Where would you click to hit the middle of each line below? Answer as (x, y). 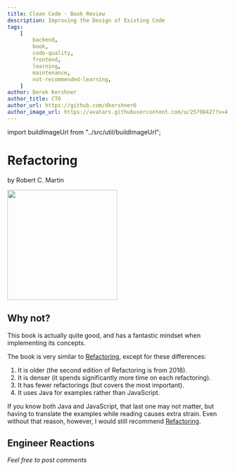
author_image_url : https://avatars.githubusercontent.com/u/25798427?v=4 (118, 112)
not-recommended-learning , (72, 79)
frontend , (47, 60)
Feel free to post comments (47, 460)
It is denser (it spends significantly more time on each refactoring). (114, 377)
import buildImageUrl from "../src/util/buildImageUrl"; (84, 132)
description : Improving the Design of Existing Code (86, 20)
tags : (15, 27)
